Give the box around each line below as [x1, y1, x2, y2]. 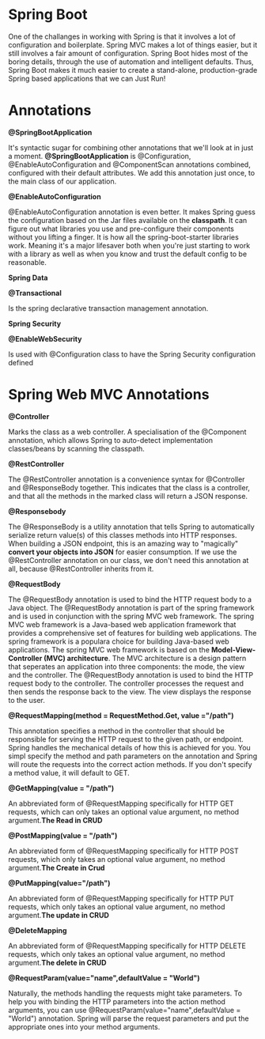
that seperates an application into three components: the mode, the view [8, 662, 245, 671]
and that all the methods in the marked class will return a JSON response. [8, 491, 248, 501]
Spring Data [8, 273, 48, 282]
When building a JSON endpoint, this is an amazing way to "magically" [8, 538, 239, 548]
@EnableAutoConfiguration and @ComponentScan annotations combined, [8, 160, 251, 169]
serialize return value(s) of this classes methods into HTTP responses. [8, 530, 237, 539]
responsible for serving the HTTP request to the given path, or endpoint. [8, 734, 244, 744]
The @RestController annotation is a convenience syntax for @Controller [8, 474, 245, 484]
